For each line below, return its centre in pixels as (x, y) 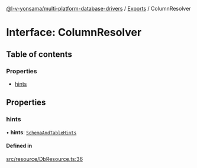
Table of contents (39, 54)
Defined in (19, 146)
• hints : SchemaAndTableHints (41, 132)
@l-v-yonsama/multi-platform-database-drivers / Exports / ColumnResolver (98, 9)
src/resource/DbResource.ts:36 (45, 159)
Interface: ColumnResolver (74, 33)
